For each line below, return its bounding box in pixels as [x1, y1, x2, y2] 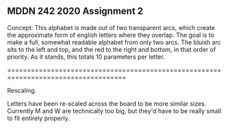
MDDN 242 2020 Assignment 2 [7, 5, 144, 17]
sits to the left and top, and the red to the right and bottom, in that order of [7, 45, 216, 53]
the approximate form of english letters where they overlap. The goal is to [7, 31, 214, 39]
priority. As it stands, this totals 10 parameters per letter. [7, 53, 166, 61]
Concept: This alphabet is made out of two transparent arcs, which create [7, 23, 216, 31]
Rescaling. [7, 86, 37, 94]
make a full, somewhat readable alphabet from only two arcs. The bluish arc [7, 38, 221, 46]
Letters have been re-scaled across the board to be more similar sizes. [7, 99, 207, 108]
